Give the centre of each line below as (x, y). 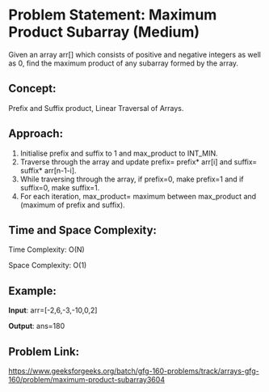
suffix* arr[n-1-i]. (48, 170)
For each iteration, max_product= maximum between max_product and (138, 196)
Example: (32, 290)
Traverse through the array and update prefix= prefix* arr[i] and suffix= (139, 162)
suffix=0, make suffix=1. (60, 187)
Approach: (36, 134)
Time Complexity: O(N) (46, 249)
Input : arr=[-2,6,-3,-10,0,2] (53, 310)
